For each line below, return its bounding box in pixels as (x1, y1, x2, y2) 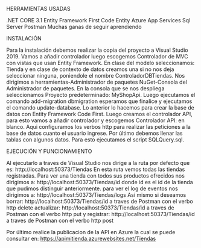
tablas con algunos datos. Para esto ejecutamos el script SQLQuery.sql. (6, 136, 184, 143)
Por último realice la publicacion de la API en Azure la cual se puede (6, 229, 176, 235)
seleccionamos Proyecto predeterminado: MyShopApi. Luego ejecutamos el (6, 91, 196, 98)
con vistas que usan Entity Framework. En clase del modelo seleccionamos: (6, 60, 195, 66)
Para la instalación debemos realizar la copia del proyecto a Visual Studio (6, 46, 188, 54)
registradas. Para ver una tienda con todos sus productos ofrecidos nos (6, 172, 185, 179)
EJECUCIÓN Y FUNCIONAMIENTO (6, 147, 92, 155)
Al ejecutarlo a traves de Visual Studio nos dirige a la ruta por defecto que (6, 160, 190, 166)
